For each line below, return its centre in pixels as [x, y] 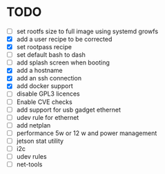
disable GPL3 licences [48, 94]
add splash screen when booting [63, 62]
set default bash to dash [51, 55]
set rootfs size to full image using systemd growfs [87, 31]
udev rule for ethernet [48, 117]
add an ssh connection [49, 78]
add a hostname [39, 71]
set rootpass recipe [44, 47]
